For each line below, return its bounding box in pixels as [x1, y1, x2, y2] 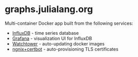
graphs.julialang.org [5, 4, 93, 15]
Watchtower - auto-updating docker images [12, 40, 105, 46]
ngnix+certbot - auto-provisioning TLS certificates [12, 46, 119, 52]
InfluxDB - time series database [12, 30, 79, 36]
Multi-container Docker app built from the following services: [5, 20, 133, 26]
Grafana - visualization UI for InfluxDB [12, 35, 93, 41]
